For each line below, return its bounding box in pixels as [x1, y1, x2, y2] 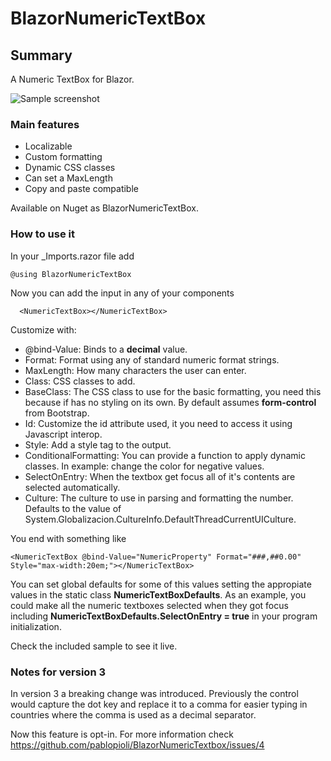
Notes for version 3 [10, 665, 107, 679]
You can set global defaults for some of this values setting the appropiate [10, 578, 312, 590]
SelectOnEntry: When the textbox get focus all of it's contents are [24, 470, 296, 482]
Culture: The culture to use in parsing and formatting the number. [24, 492, 294, 504]
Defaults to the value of [24, 502, 122, 514]
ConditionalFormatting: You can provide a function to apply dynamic [24, 449, 306, 461]
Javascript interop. [24, 428, 103, 440]
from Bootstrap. [24, 407, 90, 419]
